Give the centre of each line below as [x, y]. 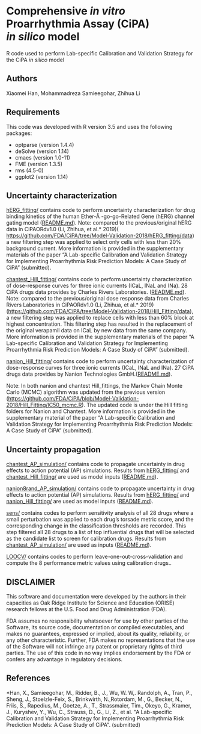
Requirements [33, 112]
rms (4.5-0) [29, 170]
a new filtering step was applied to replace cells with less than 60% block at [100, 318]
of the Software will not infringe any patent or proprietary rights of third [94, 646]
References [28, 678]
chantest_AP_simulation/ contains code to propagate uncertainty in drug [95, 464]
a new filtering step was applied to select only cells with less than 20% [94, 242]
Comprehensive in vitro [66, 11]
